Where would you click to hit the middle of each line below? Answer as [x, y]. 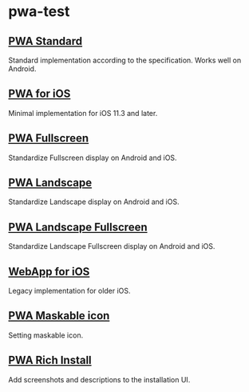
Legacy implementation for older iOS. [69, 291]
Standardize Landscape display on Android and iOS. [94, 202]
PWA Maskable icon [59, 316]
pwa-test [39, 12]
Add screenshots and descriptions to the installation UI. [99, 379]
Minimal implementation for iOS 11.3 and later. [83, 113]
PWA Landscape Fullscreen [78, 227]
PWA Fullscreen [49, 138]
